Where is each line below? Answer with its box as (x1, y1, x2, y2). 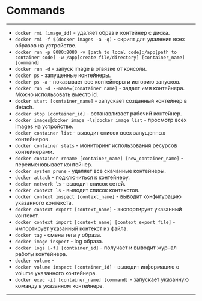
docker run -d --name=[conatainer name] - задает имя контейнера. (14, 84, 185, 91)
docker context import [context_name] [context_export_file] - (14, 218, 176, 225)
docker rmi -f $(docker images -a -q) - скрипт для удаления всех (14, 35, 185, 43)
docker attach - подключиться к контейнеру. (14, 174, 130, 181)
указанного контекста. (14, 199, 73, 206)
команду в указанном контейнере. (14, 282, 104, 289)
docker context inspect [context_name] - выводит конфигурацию (14, 193, 182, 200)
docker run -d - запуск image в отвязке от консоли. (14, 65, 147, 72)
